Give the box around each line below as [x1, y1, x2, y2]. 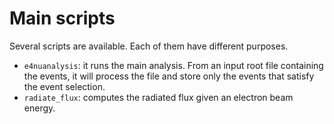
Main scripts [9, 7, 116, 30]
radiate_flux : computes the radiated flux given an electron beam [23, 91, 294, 103]
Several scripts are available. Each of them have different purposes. [9, 40, 289, 52]
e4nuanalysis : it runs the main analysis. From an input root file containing [23, 59, 324, 71]
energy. [23, 102, 56, 114]
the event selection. [23, 80, 106, 92]
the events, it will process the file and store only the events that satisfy [23, 70, 315, 82]
